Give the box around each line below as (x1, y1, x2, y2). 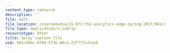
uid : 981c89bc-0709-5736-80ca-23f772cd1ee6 (5, 40, 99, 45)
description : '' (5, 12, 39, 17)
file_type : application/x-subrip (5, 26, 76, 31)
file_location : (5, 21, 37, 27)
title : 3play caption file (5, 36, 62, 41)
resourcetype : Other (5, 31, 49, 36)
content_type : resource (5, 7, 56, 13)
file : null (5, 17, 28, 22)
